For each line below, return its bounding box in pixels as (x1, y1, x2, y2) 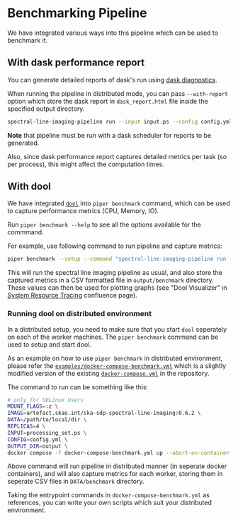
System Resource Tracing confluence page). (7, 291, 138, 300)
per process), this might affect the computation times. (7, 160, 164, 168)
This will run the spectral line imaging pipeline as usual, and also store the (7, 269, 223, 277)
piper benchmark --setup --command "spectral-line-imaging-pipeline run (7, 256, 227, 263)
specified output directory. (7, 104, 85, 113)
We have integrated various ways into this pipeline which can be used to (7, 28, 218, 37)
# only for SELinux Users (7, 396, 84, 403)
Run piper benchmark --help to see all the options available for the (7, 220, 202, 229)
